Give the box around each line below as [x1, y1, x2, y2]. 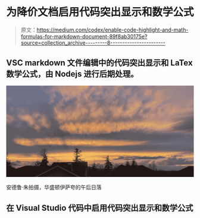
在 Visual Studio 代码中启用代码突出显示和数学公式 [6, 203, 193, 213]
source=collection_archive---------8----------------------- [20, 39, 165, 46]
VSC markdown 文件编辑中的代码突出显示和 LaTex [6, 58, 193, 68]
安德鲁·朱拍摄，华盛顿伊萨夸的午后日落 [6, 184, 102, 191]
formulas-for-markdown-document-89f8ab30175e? [20, 33, 148, 40]
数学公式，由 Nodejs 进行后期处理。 [6, 69, 139, 79]
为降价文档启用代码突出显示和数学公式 [6, 5, 195, 19]
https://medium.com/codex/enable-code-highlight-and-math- [36, 26, 189, 33]
